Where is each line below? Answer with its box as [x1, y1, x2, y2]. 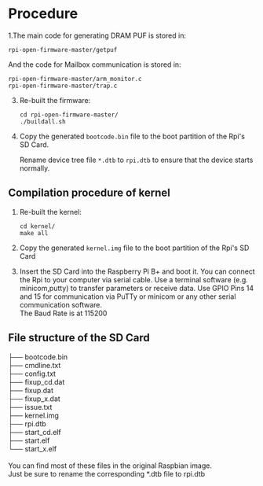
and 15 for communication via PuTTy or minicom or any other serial [19, 292, 236, 301]
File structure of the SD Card [8, 331, 151, 344]
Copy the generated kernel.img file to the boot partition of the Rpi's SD [19, 243, 250, 252]
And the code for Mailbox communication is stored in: [8, 60, 182, 69]
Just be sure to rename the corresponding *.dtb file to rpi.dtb [8, 469, 206, 478]
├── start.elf [8, 436, 50, 445]
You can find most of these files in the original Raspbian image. [8, 461, 212, 470]
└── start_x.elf [8, 444, 57, 453]
